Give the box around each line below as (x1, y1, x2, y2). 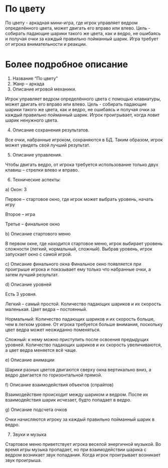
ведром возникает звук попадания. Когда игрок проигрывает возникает (5, 451, 161, 458)
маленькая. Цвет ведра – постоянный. (5, 306, 87, 312)
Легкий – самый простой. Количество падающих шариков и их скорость (5, 300, 161, 307)
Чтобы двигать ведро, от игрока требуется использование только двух (5, 162, 159, 168)
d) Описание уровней (5, 281, 52, 287)
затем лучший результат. (5, 271, 59, 277)
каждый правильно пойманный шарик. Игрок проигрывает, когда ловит (5, 112, 160, 118)
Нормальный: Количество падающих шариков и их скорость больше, (5, 316, 155, 322)
